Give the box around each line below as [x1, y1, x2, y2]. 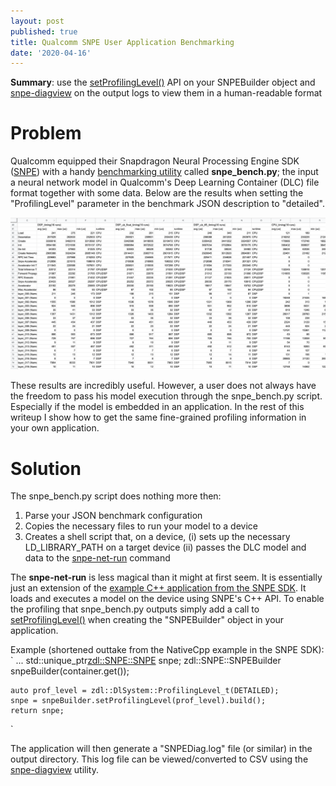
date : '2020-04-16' [10, 48, 92, 58]
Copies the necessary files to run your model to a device [24, 520, 258, 532]
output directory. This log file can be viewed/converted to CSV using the [10, 753, 309, 765]
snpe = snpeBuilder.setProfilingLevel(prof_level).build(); [10, 696, 267, 706]
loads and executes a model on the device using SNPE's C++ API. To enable [10, 593, 325, 605]
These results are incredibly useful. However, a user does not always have [10, 380, 317, 392]
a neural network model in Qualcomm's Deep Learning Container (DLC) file [10, 176, 320, 189]
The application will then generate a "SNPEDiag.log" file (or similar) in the [10, 743, 313, 755]
